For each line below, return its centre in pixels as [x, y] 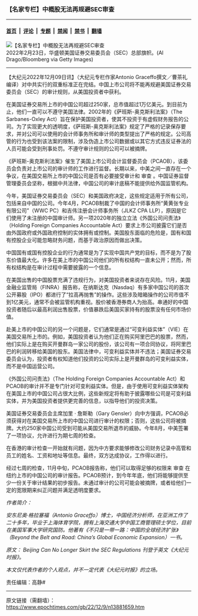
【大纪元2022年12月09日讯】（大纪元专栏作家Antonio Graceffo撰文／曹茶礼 [97, 77]
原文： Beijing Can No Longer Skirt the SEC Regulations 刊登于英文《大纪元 [98, 549]
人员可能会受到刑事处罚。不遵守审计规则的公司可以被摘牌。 [78, 148]
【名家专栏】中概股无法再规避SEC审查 [60, 9]
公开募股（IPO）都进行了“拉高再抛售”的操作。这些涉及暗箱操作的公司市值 [95, 294]
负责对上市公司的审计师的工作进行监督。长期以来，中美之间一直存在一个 [104, 168]
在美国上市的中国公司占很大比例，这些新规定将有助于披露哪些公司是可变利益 [99, 393]
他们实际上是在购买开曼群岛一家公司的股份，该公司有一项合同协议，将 [91, 344]
